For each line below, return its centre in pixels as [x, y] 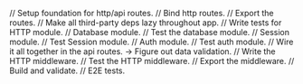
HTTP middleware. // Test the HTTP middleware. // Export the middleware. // [152, 61]
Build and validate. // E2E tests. [67, 70]
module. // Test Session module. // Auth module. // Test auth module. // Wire [151, 42]
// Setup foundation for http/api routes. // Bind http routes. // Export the [142, 13]
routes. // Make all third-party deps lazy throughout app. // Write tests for [146, 23]
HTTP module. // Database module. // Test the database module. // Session [150, 32]
